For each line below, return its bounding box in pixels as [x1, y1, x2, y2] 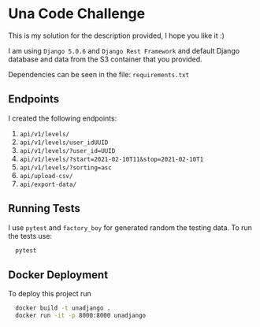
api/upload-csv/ [19, 172, 73, 180]
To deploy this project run [8, 289, 92, 299]
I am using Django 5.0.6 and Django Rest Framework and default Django [8, 46, 240, 55]
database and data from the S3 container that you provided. [8, 54, 202, 64]
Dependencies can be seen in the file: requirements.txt [8, 69, 190, 79]
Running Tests [8, 202, 80, 215]
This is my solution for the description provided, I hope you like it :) [8, 31, 225, 40]
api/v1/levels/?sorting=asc [19, 163, 112, 172]
